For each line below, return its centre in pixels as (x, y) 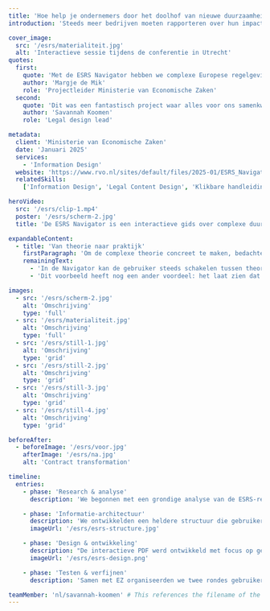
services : (32, 157)
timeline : (25, 477)
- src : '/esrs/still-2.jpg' (63, 365)
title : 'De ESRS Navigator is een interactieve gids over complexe (131, 224)
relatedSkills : (41, 180)
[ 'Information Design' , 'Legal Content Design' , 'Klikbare (124, 187)
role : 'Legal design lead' (68, 120)
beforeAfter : (30, 440)
